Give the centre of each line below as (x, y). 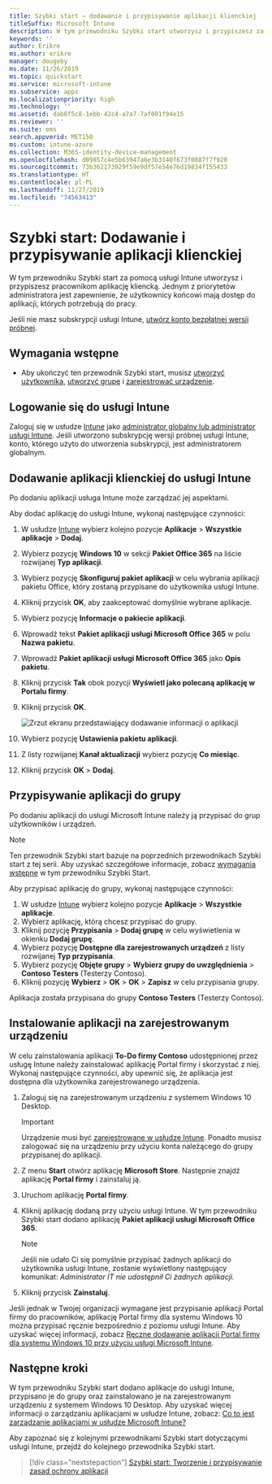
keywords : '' (31, 39)
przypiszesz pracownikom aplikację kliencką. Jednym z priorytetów (123, 286)
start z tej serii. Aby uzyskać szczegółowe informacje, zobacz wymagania (133, 864)
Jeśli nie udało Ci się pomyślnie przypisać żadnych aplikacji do (126, 1259)
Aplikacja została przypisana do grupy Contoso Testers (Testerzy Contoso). (137, 998)
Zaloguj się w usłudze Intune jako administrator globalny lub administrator (132, 427)
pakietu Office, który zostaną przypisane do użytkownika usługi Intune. (140, 587)
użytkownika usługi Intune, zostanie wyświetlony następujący (124, 1268)
